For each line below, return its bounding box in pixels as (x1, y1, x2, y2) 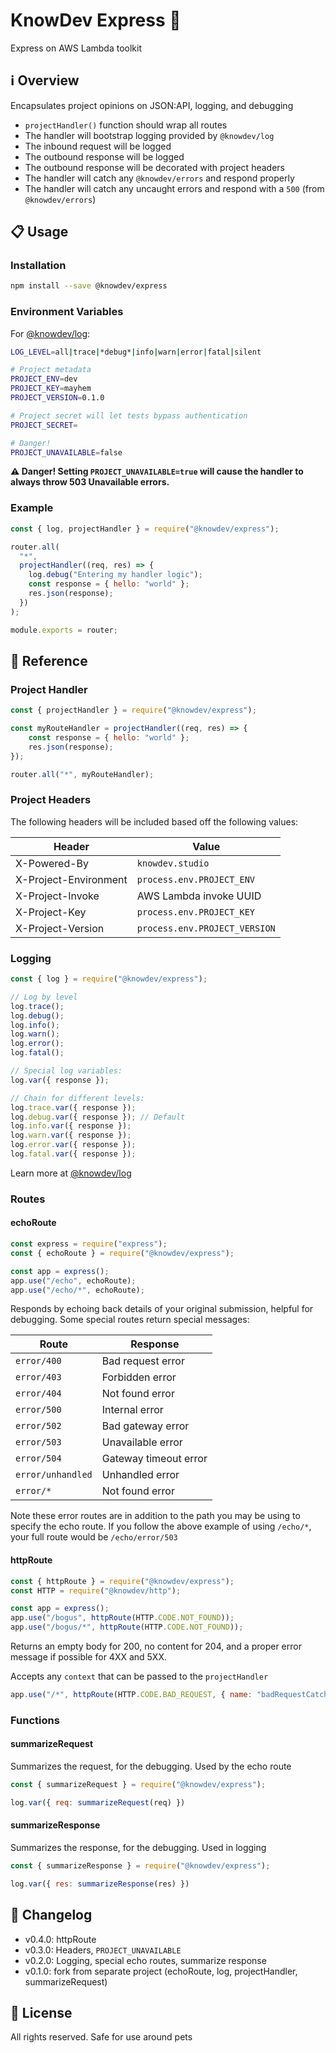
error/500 (15, 1404, 62, 1416)
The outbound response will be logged (24, 150, 185, 163)
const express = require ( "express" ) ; (10, 1239, 168, 1249)
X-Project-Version (15, 921, 105, 935)
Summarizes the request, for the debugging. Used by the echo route (10, 1760, 292, 1773)
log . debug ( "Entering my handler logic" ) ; (28, 570, 203, 580)
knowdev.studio (136, 857, 210, 869)
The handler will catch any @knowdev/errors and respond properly (24, 172, 295, 184)
